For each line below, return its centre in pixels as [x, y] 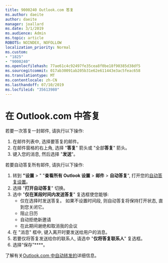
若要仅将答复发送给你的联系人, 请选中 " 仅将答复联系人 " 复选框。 [79, 239]
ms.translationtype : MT [30, 76]
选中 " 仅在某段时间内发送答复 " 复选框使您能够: [61, 194]
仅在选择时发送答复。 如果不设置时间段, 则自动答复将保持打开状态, [89, 201]
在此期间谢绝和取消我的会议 [49, 226]
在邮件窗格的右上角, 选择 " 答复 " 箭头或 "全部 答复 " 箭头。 [71, 148]
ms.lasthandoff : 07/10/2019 [35, 85]
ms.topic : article [24, 38]
